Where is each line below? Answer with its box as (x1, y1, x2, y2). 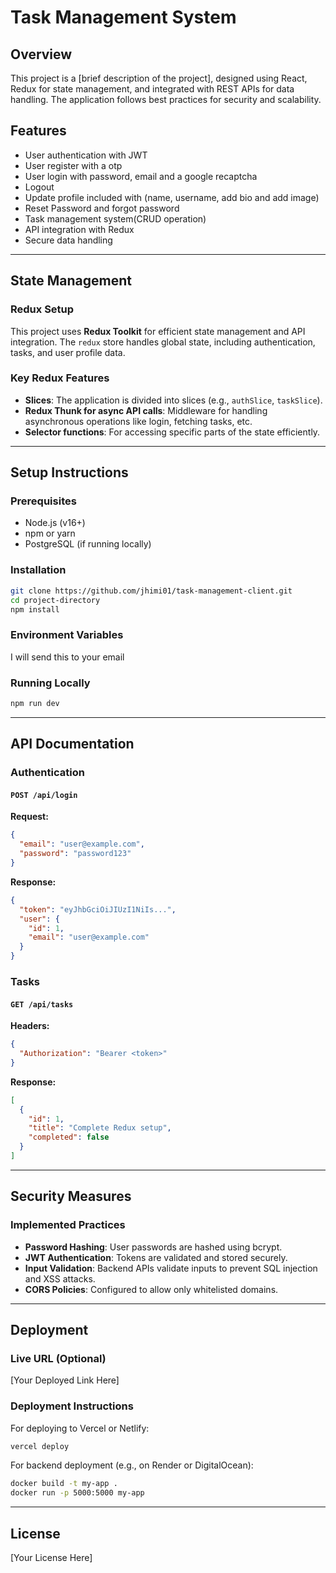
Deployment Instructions (10, 1399, 134, 1413)
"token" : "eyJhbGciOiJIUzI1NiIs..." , (19, 904, 177, 915)
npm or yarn (24, 527, 76, 540)
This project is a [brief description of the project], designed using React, (10, 72, 308, 84)
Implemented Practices (10, 1218, 126, 1232)
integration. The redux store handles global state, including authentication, (10, 336, 316, 348)
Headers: (10, 1020, 50, 1032)
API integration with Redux (24, 223, 135, 235)
